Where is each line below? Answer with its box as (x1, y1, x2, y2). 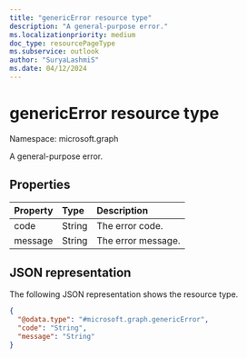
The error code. (96, 219, 163, 232)
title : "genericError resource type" (9, 13, 153, 23)
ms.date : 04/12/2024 (9, 65, 88, 74)
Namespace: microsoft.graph (9, 133, 119, 144)
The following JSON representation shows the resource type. (9, 289, 239, 300)
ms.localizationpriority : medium (9, 30, 136, 39)
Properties (9, 177, 71, 193)
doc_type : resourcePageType (9, 38, 116, 48)
